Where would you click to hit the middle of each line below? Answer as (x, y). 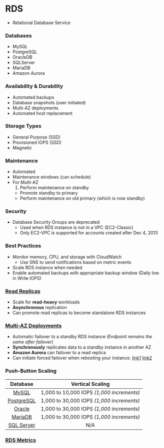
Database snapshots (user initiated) (49, 102)
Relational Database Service (41, 23)
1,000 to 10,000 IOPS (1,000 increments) (90, 392)
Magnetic (22, 147)
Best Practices (23, 246)
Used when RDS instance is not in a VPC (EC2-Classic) (76, 228)
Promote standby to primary (49, 193)
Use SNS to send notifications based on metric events (75, 262)
